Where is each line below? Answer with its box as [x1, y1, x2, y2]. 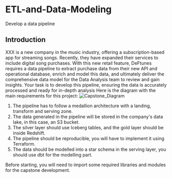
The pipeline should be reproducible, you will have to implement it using [12, 135, 165, 142]
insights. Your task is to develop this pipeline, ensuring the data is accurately [5, 82, 167, 88]
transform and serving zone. [12, 108, 73, 114]
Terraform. [12, 141, 36, 147]
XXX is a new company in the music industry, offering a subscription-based [5, 49, 165, 55]
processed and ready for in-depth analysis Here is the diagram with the [5, 87, 156, 93]
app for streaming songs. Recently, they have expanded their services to [5, 54, 159, 61]
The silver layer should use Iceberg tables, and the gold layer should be [12, 124, 164, 130]
